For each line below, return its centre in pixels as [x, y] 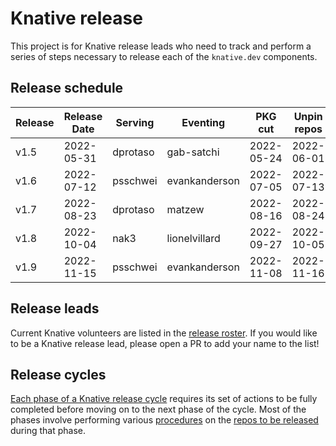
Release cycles [58, 374]
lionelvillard [193, 238]
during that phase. [48, 431]
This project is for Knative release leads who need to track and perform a [161, 46]
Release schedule [67, 88]
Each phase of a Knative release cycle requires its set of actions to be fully [164, 399]
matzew [185, 209]
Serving [135, 122]
